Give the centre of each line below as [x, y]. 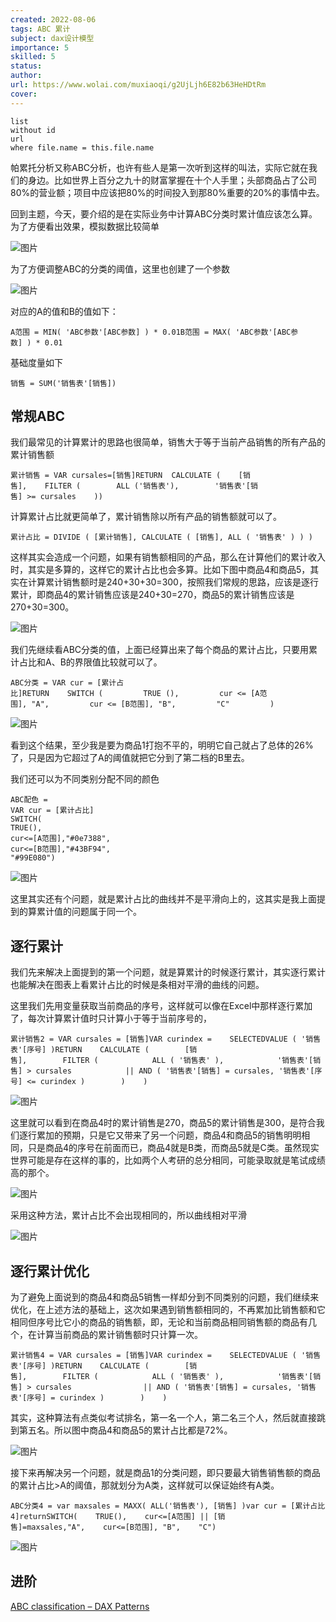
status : [26, 66]
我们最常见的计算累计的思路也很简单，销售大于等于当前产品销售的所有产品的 [168, 442]
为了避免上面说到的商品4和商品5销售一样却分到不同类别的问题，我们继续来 [165, 1297]
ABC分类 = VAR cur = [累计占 [67, 683]
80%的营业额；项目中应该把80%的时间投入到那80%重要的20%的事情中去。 [167, 192]
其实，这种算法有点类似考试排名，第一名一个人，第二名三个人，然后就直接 [163, 1418]
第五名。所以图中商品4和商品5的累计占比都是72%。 [125, 1430]
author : [26, 76]
